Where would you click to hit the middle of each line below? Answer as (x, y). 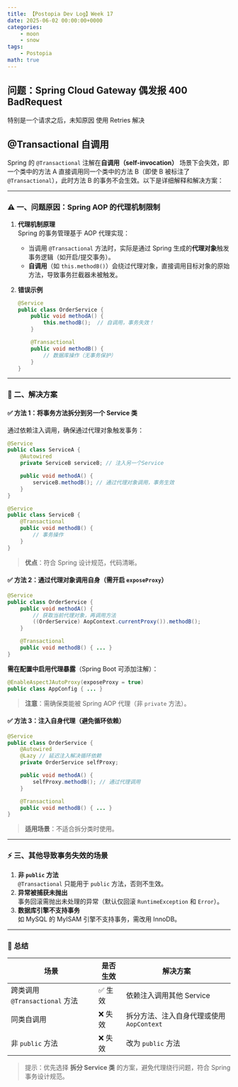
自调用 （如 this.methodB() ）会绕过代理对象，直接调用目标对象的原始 (129, 266)
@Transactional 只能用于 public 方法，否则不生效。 (92, 884)
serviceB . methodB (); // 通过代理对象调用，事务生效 (104, 483)
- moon (30, 34)
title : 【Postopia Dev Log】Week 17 (60, 14)
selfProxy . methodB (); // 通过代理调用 (87, 782)
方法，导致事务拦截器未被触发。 (75, 274)
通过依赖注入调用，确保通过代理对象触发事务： (75, 430)
